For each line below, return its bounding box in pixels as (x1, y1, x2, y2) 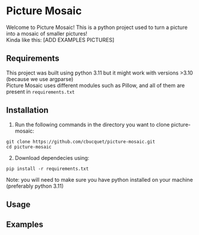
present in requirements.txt (6, 88, 75, 95)
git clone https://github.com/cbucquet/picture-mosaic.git (6, 139, 156, 144)
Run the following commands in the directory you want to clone (14, 121, 170, 128)
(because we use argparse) (6, 75, 74, 82)
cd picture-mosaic (6, 144, 52, 150)
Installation (6, 105, 49, 115)
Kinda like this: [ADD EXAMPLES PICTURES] (6, 36, 115, 43)
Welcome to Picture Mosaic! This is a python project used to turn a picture (6, 24, 188, 31)
